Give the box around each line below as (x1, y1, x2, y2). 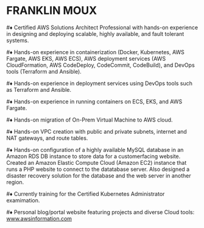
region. (6, 178, 24, 185)
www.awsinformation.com (6, 215, 72, 222)
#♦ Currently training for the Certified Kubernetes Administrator (6, 190, 165, 198)
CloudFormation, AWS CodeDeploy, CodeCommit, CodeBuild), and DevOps (6, 61, 195, 69)
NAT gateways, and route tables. (6, 134, 88, 142)
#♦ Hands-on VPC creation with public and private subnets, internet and (6, 128, 187, 135)
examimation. (6, 196, 40, 204)
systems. (6, 36, 29, 44)
